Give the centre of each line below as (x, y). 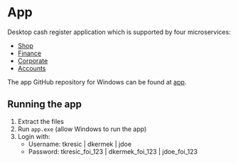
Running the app (44, 105)
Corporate (33, 60)
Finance (29, 53)
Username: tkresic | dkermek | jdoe (80, 144)
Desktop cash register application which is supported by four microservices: (119, 32)
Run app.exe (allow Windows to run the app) (82, 129)
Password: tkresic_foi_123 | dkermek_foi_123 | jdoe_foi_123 (113, 151)
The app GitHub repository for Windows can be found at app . (97, 81)
